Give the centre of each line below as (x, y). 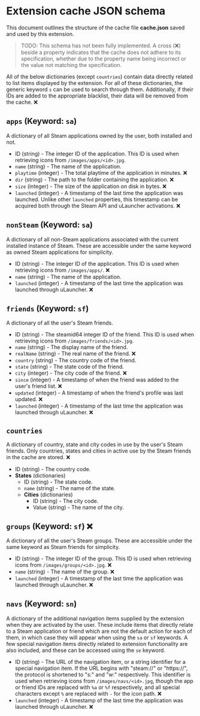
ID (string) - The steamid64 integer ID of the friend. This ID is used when (104, 335)
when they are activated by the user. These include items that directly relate (100, 624)
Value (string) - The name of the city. (78, 508)
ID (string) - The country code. (53, 469)
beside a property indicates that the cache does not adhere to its (101, 52)
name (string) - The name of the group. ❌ (65, 572)
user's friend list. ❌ (38, 386)
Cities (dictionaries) (48, 494)
